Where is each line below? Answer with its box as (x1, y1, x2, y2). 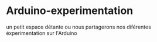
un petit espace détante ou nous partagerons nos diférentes (6, 23, 151, 30)
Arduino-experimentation (6, 4, 134, 17)
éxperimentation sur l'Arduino (6, 29, 77, 36)
